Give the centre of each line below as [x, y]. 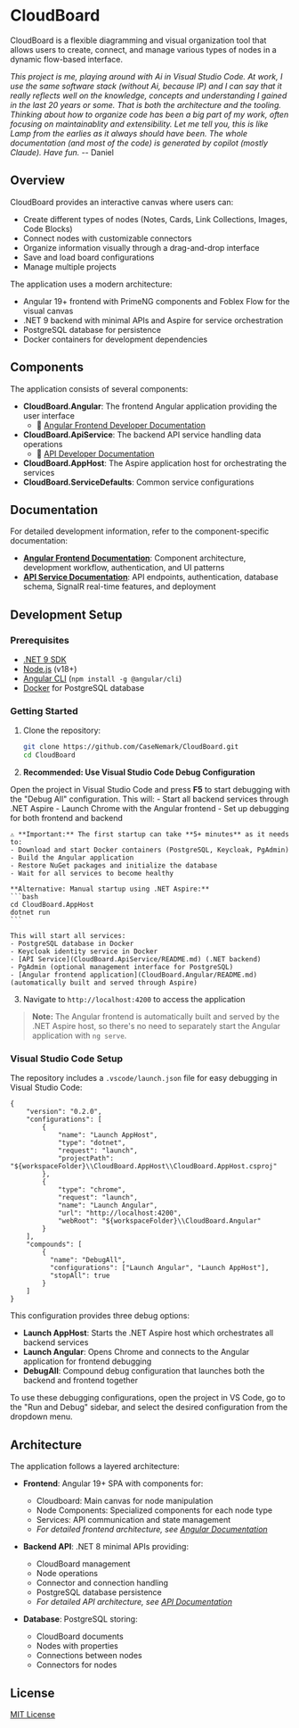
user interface [48, 415]
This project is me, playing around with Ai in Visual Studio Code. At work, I [146, 76]
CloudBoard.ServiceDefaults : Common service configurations [138, 482]
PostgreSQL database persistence [99, 1592]
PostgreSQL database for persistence [92, 329]
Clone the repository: [62, 731]
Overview [38, 181]
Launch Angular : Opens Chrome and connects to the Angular [136, 1352]
